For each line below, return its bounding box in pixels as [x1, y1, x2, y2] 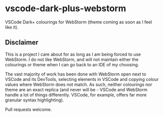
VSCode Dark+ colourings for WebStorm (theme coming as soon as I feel [5, 19, 152, 25]
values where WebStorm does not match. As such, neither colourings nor [5, 81, 152, 87]
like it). [5, 24, 19, 30]
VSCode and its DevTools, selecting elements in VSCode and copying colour [5, 76, 159, 82]
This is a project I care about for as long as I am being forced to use [5, 51, 141, 57]
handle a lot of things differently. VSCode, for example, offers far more [5, 92, 147, 97]
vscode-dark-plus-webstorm [5, 3, 126, 14]
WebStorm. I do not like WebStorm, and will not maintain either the [5, 57, 139, 62]
